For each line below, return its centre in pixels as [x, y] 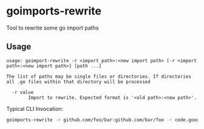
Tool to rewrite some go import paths [53, 28]
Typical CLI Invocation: [35, 109]
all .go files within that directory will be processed [78, 82]
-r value [23, 92]
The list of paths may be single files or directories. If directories [99, 77]
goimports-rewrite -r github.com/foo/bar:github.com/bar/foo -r [89, 120]
